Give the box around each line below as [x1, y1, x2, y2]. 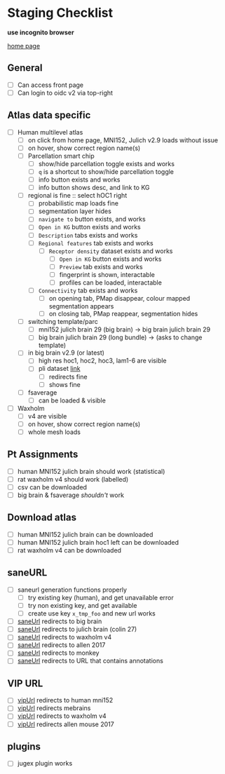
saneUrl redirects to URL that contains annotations [17, 657, 163, 665]
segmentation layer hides [38, 207, 112, 215]
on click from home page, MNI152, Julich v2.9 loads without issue [27, 135, 219, 144]
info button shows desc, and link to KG [38, 184, 150, 192]
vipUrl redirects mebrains [17, 704, 91, 712]
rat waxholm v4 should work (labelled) [17, 475, 129, 483]
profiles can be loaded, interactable [59, 278, 163, 287]
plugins [7, 740, 41, 752]
